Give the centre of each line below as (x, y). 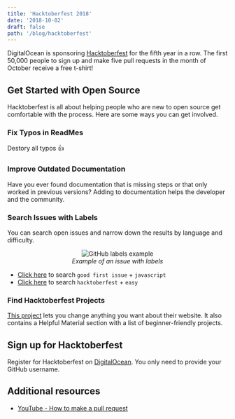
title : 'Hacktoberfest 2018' (50, 14)
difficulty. (21, 240)
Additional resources (54, 391)
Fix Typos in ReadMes (45, 132)
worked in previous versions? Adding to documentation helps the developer (116, 192)
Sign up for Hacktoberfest (65, 345)
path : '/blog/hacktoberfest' (50, 33)
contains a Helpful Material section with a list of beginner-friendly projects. (115, 323)
